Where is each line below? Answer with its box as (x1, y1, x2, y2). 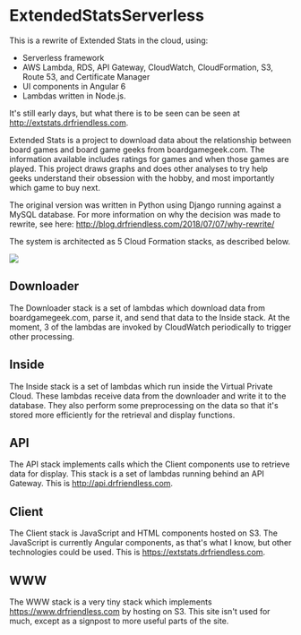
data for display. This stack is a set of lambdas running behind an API (9, 468, 264, 479)
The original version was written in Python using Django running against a (9, 199, 282, 210)
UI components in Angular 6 (21, 81, 126, 91)
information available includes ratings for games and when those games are (9, 153, 289, 164)
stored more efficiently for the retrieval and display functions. (9, 409, 236, 420)
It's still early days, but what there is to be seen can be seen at (9, 107, 240, 118)
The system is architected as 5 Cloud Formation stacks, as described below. (9, 236, 291, 246)
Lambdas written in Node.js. (21, 90, 126, 101)
